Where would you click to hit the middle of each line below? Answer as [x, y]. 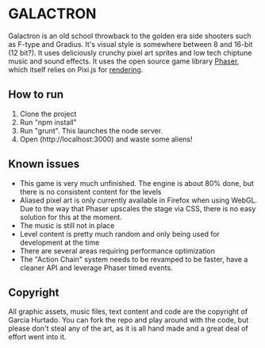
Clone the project [48, 114]
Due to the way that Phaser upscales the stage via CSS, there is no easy [138, 208]
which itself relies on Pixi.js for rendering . [76, 69]
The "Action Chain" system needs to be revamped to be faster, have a [134, 259]
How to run [36, 95]
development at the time [60, 242]
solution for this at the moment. [71, 217]
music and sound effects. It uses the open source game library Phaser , [124, 61]
